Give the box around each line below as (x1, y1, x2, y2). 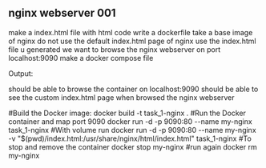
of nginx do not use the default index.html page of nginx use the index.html (8, 36, 256, 46)
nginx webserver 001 (8, 6, 116, 20)
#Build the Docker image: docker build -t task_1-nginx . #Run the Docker (8, 108, 247, 118)
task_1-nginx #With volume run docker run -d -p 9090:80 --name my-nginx (8, 125, 256, 134)
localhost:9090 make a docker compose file (8, 53, 154, 62)
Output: (8, 68, 34, 78)
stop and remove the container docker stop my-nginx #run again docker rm (8, 142, 258, 151)
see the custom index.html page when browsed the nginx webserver (8, 92, 235, 102)
